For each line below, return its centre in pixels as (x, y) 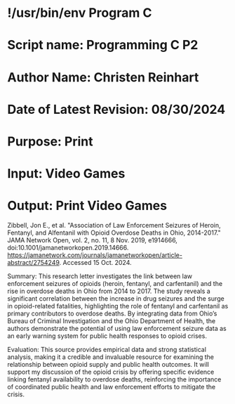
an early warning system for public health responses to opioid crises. (107, 336)
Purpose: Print (50, 141)
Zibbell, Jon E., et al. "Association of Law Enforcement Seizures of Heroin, (114, 226)
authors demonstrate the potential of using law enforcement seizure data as (117, 329)
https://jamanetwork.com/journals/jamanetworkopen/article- (95, 255)
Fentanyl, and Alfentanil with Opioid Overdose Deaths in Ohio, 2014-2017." (114, 233)
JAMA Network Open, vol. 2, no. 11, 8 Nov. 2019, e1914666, (92, 240)
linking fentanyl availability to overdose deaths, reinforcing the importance (114, 379)
